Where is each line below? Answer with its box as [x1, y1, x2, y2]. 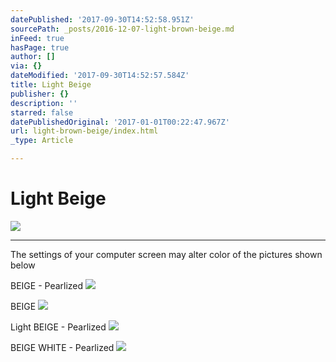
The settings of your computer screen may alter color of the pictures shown [10, 248, 323, 260]
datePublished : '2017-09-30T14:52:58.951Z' [10, 14, 195, 25]
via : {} [10, 61, 43, 71]
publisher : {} [10, 89, 70, 99]
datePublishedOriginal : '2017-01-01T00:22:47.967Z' [10, 117, 230, 127]
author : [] [10, 52, 56, 62]
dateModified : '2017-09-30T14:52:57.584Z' [10, 71, 190, 81]
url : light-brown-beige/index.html [10, 126, 159, 136]
